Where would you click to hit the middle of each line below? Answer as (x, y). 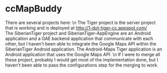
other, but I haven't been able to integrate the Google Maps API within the (81, 43)
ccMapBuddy (34, 9)
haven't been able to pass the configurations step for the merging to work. (82, 65)
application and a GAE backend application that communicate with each (79, 38)
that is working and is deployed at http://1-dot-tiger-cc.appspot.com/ (76, 27)
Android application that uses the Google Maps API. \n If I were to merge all (83, 54)
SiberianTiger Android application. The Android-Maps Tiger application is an (84, 49)
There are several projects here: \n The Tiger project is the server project (80, 22)
